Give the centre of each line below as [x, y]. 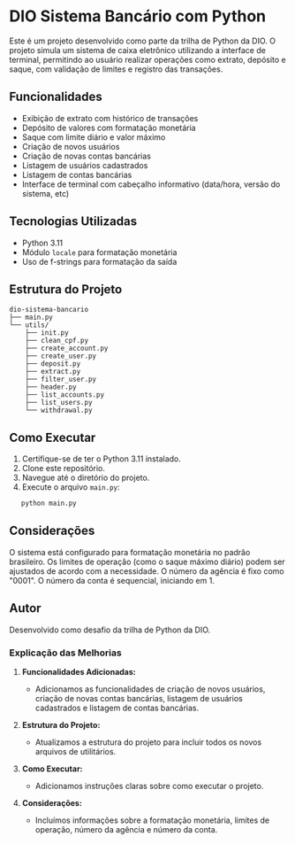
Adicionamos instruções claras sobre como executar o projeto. [149, 786]
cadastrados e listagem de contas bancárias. [117, 708]
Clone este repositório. [64, 468]
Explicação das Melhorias [65, 653]
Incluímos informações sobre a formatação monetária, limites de [152, 820]
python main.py [49, 503]
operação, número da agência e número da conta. [126, 829]
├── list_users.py [59, 403]
